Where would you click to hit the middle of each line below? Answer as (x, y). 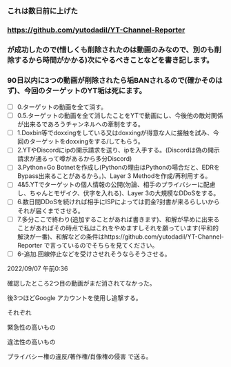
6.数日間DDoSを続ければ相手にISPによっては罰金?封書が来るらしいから (119, 202)
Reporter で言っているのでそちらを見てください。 (88, 245)
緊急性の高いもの (31, 327)
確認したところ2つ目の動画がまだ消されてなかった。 (82, 283)
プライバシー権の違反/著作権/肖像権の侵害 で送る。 (80, 356)
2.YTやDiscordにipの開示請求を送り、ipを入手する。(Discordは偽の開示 (118, 150)
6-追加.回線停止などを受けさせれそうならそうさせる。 (94, 254)
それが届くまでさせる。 (50, 210)
